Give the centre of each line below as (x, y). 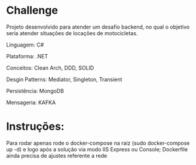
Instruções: (35, 127)
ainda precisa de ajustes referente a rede (57, 155)
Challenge (32, 10)
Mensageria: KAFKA (31, 102)
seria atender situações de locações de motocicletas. (72, 33)
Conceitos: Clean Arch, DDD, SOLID (50, 68)
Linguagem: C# (25, 45)
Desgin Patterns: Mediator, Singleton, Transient (64, 79)
